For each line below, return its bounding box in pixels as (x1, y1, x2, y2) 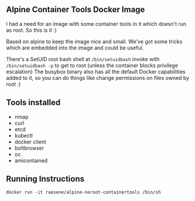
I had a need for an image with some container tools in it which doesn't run (6, 20, 187, 27)
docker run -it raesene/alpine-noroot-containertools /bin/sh (6, 189, 161, 196)
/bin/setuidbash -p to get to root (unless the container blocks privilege (6, 62, 179, 69)
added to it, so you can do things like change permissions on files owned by (6, 74, 190, 81)
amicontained (14, 157, 48, 164)
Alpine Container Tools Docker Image (6, 5, 145, 15)
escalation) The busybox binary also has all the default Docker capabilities (6, 68, 186, 75)
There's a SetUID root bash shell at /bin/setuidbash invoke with (6, 55, 160, 62)
